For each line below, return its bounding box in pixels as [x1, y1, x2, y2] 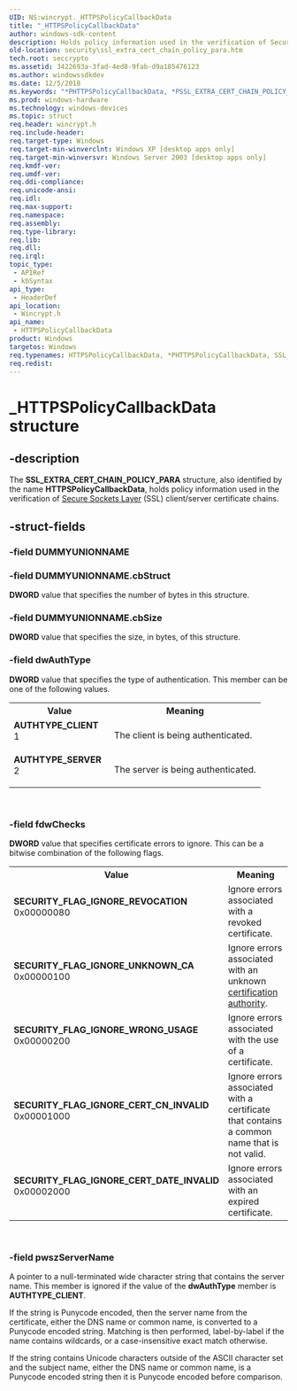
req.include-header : [9, 128, 86, 137]
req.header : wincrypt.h [9, 120, 97, 129]
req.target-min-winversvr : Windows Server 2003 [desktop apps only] [9, 152, 267, 162]
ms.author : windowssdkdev [9, 71, 104, 80]
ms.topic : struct [9, 112, 73, 120]
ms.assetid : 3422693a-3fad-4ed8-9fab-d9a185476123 [9, 63, 200, 72]
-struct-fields [9, 519, 86, 534]
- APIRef [12, 268, 46, 277]
